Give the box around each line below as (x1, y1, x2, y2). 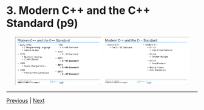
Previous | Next (6, 97, 45, 104)
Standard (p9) (6, 16, 78, 30)
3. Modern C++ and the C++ (6, 4, 151, 18)
